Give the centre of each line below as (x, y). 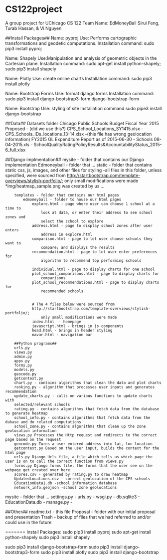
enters (12, 230)
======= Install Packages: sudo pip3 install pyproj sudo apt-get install (78, 532)
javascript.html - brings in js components (78, 326)
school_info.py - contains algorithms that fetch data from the (82, 417)
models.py (24, 370)
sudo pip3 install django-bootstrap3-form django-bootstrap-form (72, 99)
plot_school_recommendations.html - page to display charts (95, 282)
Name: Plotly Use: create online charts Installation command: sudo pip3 (79, 78)
